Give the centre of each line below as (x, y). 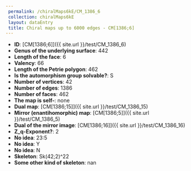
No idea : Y (27, 144)
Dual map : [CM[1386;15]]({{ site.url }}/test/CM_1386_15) (81, 107)
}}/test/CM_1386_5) (37, 119)
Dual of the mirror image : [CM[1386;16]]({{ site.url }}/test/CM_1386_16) (100, 125)
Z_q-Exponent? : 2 (36, 132)
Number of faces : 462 (41, 94)
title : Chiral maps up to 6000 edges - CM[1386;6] (71, 28)
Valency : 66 (29, 63)
